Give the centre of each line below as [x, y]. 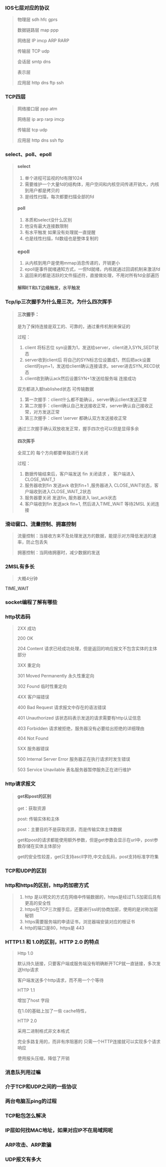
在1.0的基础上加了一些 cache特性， [53, 1011]
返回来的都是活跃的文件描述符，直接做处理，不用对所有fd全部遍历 [92, 276]
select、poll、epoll [28, 154]
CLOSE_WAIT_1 [40, 480]
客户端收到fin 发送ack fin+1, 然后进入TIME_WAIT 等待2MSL [85, 504]
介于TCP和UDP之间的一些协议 [41, 1087]
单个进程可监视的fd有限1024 [54, 178]
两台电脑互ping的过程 [31, 1101]
